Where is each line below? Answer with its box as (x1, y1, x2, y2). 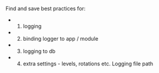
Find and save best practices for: (5, 5, 86, 12)
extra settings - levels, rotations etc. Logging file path (22, 60, 154, 67)
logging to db (22, 48, 56, 55)
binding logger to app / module (22, 35, 99, 42)
